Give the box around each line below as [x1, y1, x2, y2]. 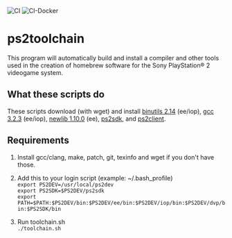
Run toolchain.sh [17, 217, 66, 226]
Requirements [7, 135, 69, 146]
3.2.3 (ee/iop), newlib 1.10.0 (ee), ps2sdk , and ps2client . [7, 114, 166, 123]
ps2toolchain [7, 31, 85, 46]
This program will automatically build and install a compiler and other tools [7, 53, 220, 62]
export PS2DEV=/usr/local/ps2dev [17, 181, 114, 188]
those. [17, 160, 36, 169]
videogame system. [7, 68, 64, 76]
